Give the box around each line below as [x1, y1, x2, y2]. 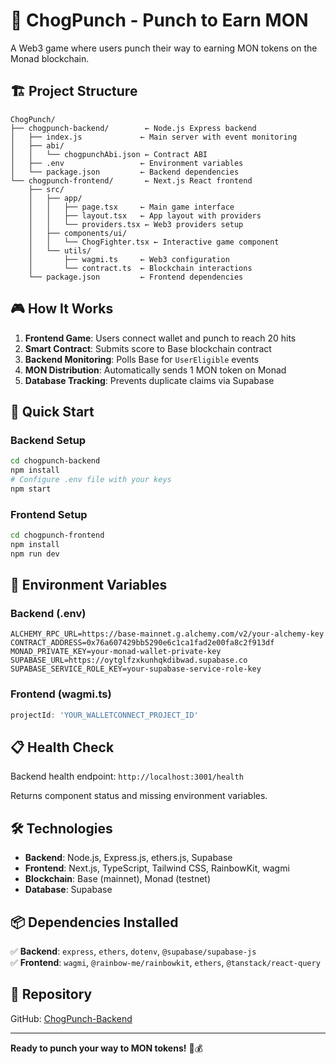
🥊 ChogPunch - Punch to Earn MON [10, 9, 309, 32]
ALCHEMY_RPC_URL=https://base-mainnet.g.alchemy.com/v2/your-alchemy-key [10, 629, 325, 639]
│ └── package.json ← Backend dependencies [10, 167, 240, 177]
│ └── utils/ [28, 245, 92, 256]
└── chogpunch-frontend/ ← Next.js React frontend [10, 175, 253, 186]
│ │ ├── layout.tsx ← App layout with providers [28, 210, 262, 221]
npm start [10, 484, 52, 494]
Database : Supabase [24, 884, 113, 896]
